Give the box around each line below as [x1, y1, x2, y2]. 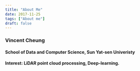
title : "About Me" [5, 7, 43, 12]
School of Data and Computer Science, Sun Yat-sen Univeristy [5, 49, 135, 55]
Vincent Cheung [5, 37, 45, 44]
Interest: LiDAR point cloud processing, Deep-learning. [5, 60, 119, 66]
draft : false [5, 21, 32, 26]
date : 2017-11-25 [5, 12, 41, 17]
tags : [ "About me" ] [5, 16, 45, 21]
